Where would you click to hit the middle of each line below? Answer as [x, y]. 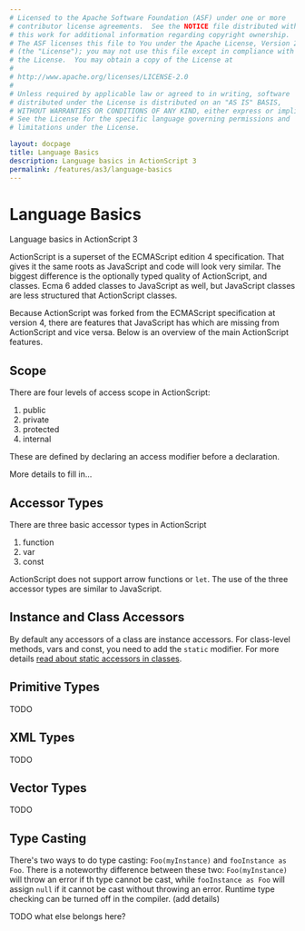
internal [37, 439]
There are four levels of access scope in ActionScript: [110, 392]
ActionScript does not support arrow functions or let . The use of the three [149, 579]
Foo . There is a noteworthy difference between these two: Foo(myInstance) [148, 870]
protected [41, 430]
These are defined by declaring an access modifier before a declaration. [144, 457]
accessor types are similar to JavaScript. [86, 589]
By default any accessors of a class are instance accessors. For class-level [150, 639]
